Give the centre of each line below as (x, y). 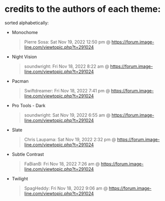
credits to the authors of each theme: (83, 9)
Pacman (20, 81)
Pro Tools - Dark (28, 105)
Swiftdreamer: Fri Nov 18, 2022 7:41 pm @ (67, 90)
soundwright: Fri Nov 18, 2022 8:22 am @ (67, 66)
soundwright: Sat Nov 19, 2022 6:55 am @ (67, 115)
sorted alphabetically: (27, 23)
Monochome (25, 32)
